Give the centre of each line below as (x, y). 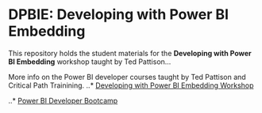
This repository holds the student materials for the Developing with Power (130, 53)
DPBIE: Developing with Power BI (118, 15)
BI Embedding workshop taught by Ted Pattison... (90, 62)
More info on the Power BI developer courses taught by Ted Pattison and (127, 77)
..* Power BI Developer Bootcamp (63, 100)
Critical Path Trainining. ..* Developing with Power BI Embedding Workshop (131, 85)
